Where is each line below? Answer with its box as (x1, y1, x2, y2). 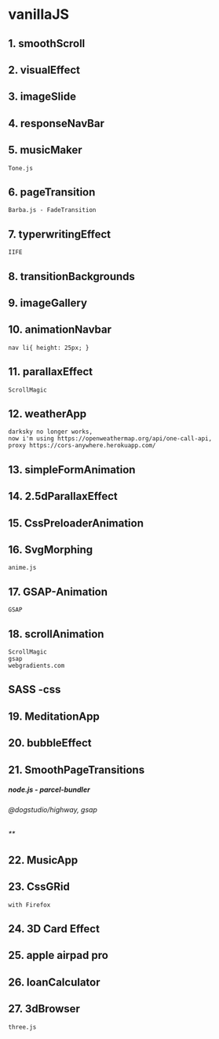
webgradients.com (8, 662, 65, 670)
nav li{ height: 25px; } (8, 344, 89, 352)
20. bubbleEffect (8, 736, 92, 750)
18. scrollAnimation (8, 627, 104, 640)
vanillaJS (8, 5, 69, 24)
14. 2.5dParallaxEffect (8, 490, 118, 503)
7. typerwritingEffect (8, 228, 111, 241)
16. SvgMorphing (8, 543, 93, 556)
